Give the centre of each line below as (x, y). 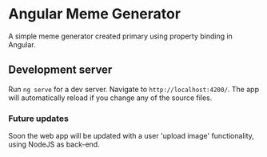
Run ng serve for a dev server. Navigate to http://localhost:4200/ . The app (134, 89)
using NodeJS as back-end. (54, 144)
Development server (60, 70)
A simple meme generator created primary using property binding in (121, 36)
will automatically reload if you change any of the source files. (110, 98)
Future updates (39, 119)
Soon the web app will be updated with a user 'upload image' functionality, (131, 136)
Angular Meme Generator (95, 14)
